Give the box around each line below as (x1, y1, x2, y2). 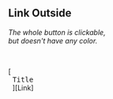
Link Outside (8, 6, 72, 20)
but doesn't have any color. (8, 36, 98, 45)
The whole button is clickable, (8, 27, 106, 37)
